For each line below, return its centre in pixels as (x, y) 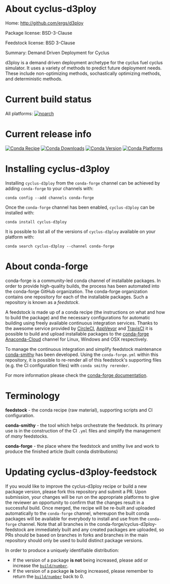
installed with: (20, 213)
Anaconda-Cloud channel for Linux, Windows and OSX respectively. (77, 339)
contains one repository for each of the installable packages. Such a (77, 297)
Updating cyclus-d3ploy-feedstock (81, 472)
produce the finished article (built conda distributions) (62, 451)
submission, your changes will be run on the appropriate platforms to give (82, 497)
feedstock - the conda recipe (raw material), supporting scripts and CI (79, 410)
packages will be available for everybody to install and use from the (76, 519)
